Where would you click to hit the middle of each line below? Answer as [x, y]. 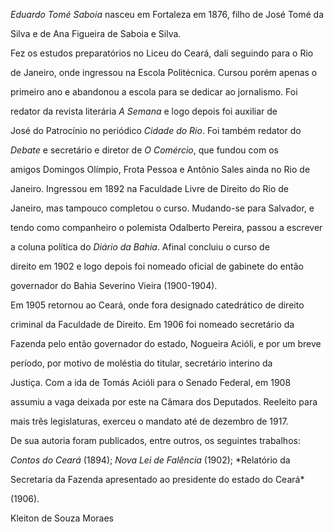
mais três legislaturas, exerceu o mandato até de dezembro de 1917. [149, 421]
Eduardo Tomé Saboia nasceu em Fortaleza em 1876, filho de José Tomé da [167, 14]
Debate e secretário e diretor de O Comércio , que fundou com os [144, 150]
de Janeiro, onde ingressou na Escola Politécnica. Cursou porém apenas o [164, 72]
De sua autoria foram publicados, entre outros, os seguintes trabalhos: [155, 440]
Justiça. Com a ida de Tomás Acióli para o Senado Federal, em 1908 [151, 382]
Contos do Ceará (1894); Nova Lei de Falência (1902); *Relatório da [150, 460]
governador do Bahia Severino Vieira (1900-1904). [114, 285]
